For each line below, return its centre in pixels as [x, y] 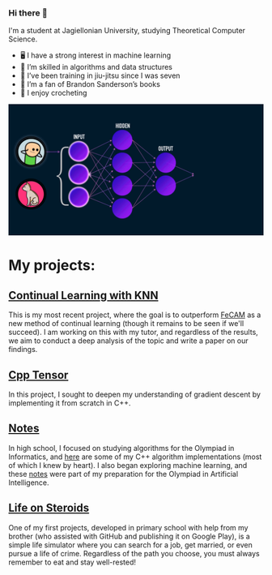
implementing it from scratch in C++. [70, 403]
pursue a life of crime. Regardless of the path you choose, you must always [134, 553]
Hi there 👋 [28, 13]
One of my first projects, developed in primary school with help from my [128, 527]
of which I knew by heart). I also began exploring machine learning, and [128, 465]
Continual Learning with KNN [83, 295]
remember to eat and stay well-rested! [72, 562]
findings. [23, 350]
